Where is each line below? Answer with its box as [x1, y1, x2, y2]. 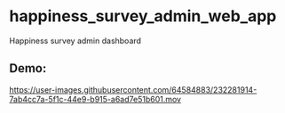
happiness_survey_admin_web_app [9, 6, 277, 26]
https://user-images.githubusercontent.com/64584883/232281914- [9, 84, 257, 94]
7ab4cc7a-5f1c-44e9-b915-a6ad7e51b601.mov [9, 94, 182, 104]
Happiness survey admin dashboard [9, 35, 142, 46]
